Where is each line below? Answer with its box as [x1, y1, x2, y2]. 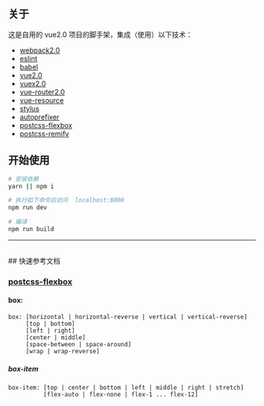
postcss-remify [19, 129, 69, 138]
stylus [19, 104, 40, 113]
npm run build [8, 225, 55, 233]
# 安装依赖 [8, 175, 39, 183]
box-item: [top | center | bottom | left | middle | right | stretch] [8, 383, 244, 391]
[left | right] [25, 327, 76, 335]
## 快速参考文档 [8, 256, 60, 265]
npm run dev [8, 203, 47, 212]
